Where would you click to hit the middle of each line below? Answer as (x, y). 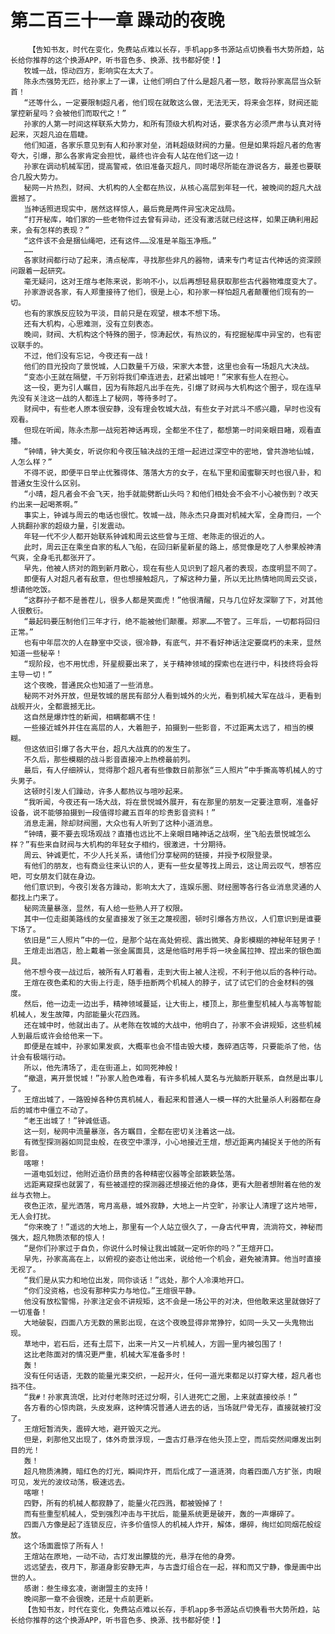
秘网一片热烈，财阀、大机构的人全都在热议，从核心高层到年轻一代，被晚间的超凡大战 (172, 187)
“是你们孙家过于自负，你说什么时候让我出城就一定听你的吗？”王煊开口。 (151, 1248)
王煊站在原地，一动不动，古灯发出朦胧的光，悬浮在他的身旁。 (131, 1556)
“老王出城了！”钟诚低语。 (69, 1121)
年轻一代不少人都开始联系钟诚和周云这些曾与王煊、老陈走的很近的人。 (146, 536)
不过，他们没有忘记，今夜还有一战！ (87, 356)
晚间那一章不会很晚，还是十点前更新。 (90, 1599)
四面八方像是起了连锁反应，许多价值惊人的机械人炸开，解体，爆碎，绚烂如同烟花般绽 (172, 1524)
